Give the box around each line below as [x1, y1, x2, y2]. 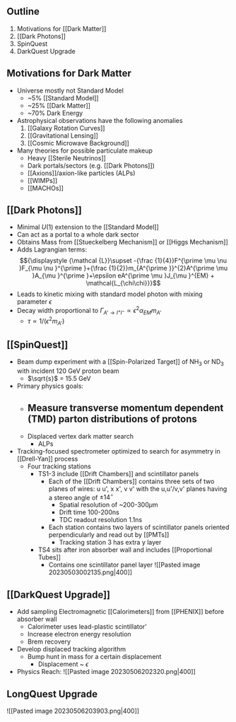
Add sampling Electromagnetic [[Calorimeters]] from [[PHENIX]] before [16, 608, 224, 616]
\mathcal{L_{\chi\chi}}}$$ [85, 279, 161, 288]
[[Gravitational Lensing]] [27, 131, 98, 140]
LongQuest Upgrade [6, 688, 98, 700]
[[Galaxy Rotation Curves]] [27, 124, 105, 132]
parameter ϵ [16, 297, 52, 306]
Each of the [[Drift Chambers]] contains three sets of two [48, 477, 215, 485]
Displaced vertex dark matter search [27, 432, 134, 440]
